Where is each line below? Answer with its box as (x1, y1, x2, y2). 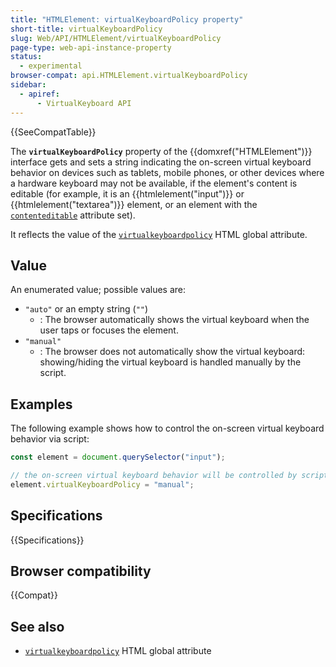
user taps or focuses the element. (39, 324, 179, 336)
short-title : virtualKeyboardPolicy (10, 24, 163, 34)
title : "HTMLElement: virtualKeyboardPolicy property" (10, 14, 244, 25)
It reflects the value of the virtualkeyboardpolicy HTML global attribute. (10, 228, 308, 240)
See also (10, 618, 65, 635)
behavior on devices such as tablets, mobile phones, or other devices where (10, 166, 325, 178)
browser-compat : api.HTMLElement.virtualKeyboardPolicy (10, 71, 248, 81)
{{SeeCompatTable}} (10, 126, 97, 138)
